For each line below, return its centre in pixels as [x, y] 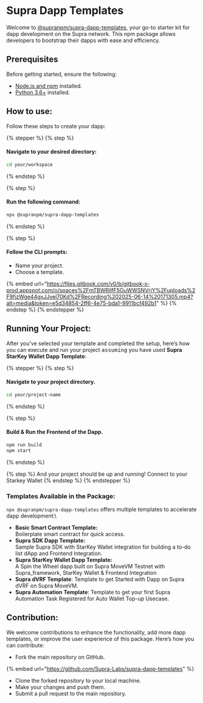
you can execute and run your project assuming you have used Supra [94, 349]
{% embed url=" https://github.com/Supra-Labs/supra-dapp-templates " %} [100, 668]
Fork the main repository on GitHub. [60, 657]
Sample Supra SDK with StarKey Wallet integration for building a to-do [103, 547]
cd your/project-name [34, 395]
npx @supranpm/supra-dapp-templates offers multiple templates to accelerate [101, 509]
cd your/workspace [29, 165]
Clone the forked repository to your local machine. [78, 681]
